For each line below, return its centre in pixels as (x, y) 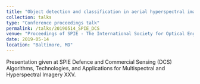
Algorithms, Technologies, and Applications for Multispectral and (86, 68)
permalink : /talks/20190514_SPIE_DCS (53, 28)
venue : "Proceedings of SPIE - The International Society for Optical (96, 34)
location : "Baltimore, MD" (40, 45)
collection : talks (29, 17)
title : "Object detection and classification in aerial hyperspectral (96, 12)
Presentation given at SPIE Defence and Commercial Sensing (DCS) (89, 62)
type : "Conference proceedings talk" (53, 23)
